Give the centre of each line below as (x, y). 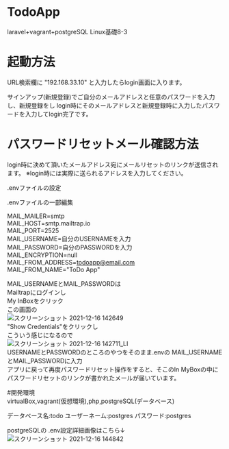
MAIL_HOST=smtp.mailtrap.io (49, 223)
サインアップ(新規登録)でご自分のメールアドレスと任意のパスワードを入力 (111, 97)
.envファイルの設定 (34, 187)
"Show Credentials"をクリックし (53, 326)
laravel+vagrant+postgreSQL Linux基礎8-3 (67, 32)
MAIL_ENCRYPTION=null (42, 255)
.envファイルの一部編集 (40, 202)
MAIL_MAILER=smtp (36, 216)
